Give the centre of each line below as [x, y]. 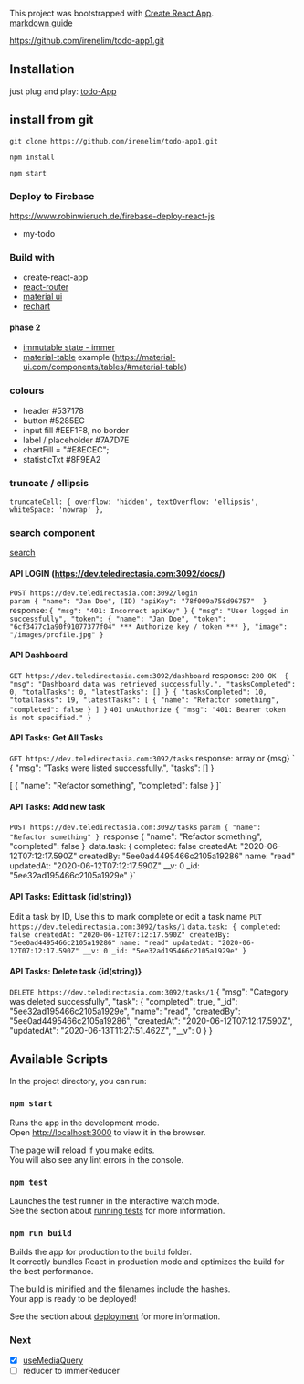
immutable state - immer [69, 347]
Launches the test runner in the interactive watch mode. [115, 1200]
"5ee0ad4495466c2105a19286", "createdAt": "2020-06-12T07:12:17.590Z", [151, 1021]
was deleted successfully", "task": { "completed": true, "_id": [124, 1001]
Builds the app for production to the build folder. [101, 1252]
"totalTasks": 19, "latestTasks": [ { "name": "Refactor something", [145, 700]
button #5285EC [53, 421]
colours [27, 390]
